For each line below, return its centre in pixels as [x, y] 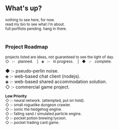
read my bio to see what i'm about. [35, 24]
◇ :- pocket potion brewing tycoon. [36, 118]
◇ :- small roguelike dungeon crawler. [38, 105]
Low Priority [16, 96]
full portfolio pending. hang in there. [36, 29]
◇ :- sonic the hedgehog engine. [34, 110]
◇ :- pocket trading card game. [32, 123]
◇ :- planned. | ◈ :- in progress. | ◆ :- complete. [58, 62]
